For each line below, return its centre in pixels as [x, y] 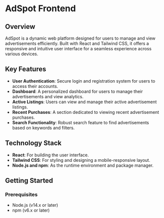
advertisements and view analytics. [48, 96]
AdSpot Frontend [40, 9]
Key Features [26, 69]
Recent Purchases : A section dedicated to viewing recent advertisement [85, 112]
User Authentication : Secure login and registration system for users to [84, 81]
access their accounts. [35, 86]
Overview [20, 27]
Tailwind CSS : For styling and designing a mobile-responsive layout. [81, 160]
